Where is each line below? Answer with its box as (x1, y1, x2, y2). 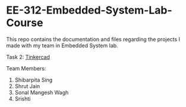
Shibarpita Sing (14, 76, 53, 83)
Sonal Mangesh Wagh (14, 89, 69, 96)
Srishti (14, 95, 31, 102)
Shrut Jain (14, 82, 40, 89)
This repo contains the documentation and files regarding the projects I (6, 35, 180, 43)
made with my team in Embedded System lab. (6, 42, 118, 49)
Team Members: (6, 64, 46, 72)
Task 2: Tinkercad (6, 53, 51, 60)
